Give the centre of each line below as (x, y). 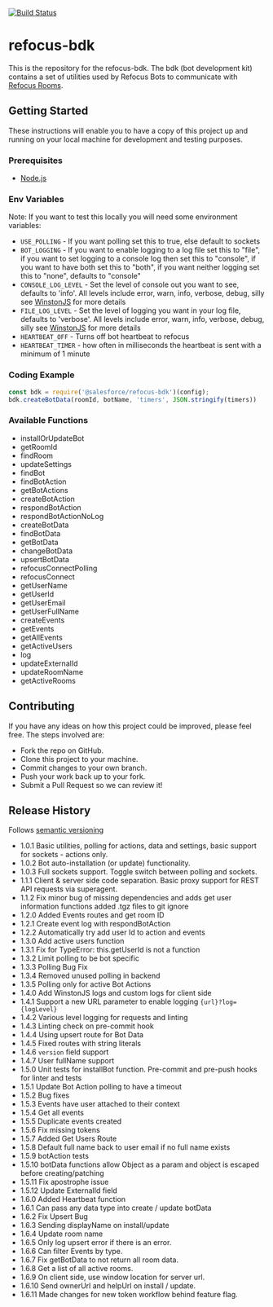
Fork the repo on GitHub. (62, 750)
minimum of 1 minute (55, 354)
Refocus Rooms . (36, 85)
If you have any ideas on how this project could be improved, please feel (130, 726)
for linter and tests (51, 1078)
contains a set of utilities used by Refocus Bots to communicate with (123, 77)
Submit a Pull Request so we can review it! (91, 785)
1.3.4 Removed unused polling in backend (90, 976)
